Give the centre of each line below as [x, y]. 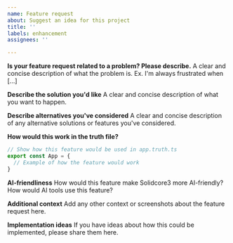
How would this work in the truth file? [63, 137]
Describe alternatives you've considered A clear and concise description [115, 116]
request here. [27, 211]
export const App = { [39, 156]
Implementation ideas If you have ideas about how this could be [101, 225]
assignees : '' [28, 40]
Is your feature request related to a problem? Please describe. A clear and [116, 66]
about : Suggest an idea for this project [69, 20]
